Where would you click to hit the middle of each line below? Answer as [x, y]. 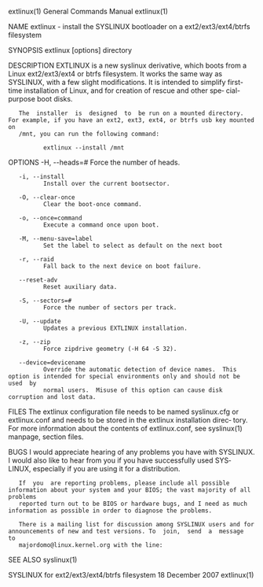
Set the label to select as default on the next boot [133, 246]
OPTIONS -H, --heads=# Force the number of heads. [94, 162]
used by [22, 383]
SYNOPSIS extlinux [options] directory [70, 50]
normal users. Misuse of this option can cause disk [133, 390]
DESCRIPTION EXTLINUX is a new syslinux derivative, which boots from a [128, 65]
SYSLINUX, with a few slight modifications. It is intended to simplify [117, 82]
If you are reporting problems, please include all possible [124, 483]
